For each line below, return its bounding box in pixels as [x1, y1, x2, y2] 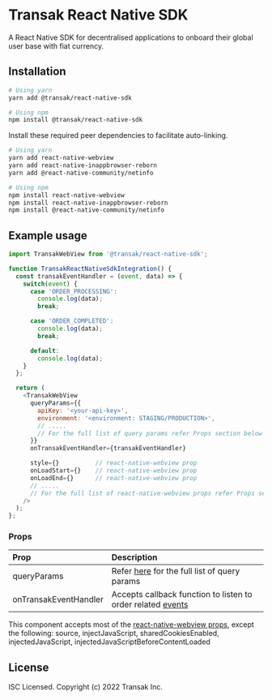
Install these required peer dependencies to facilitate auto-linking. [8, 131, 228, 140]
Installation [8, 65, 66, 79]
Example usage [8, 229, 87, 243]
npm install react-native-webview [8, 191, 125, 200]
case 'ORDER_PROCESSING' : [29, 287, 117, 295]
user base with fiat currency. [8, 41, 104, 50]
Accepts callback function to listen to [111, 589, 253, 600]
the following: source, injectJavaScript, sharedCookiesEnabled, [8, 629, 220, 638]
